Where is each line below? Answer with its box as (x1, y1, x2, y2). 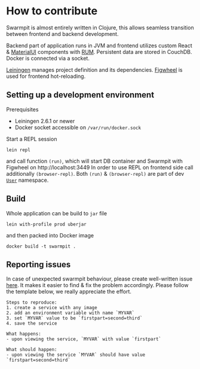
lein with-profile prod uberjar (6, 221, 87, 227)
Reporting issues (6, 259, 71, 270)
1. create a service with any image (6, 305, 97, 311)
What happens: (6, 331, 42, 337)
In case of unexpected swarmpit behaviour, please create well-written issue (6, 275, 193, 282)
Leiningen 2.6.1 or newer (14, 117, 75, 124)
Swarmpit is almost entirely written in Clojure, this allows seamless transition (6, 24, 194, 31)
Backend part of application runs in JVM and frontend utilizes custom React (6, 42, 192, 49)
